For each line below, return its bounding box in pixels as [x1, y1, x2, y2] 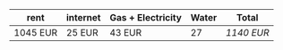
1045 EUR [13, 27, 58, 38]
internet [65, 12, 101, 23]
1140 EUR [225, 27, 270, 38]
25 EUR [65, 27, 99, 38]
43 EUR [109, 27, 142, 38]
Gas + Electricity [109, 12, 182, 23]
